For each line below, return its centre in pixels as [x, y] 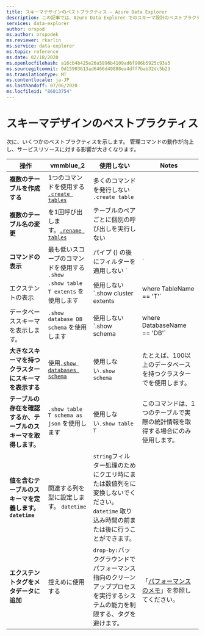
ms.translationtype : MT [37, 74]
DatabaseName [164, 325]
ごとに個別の [111, 219]
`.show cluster [113, 293]
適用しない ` [110, 270]
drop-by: [106, 550]
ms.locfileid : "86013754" [39, 92]
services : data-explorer [38, 23]
